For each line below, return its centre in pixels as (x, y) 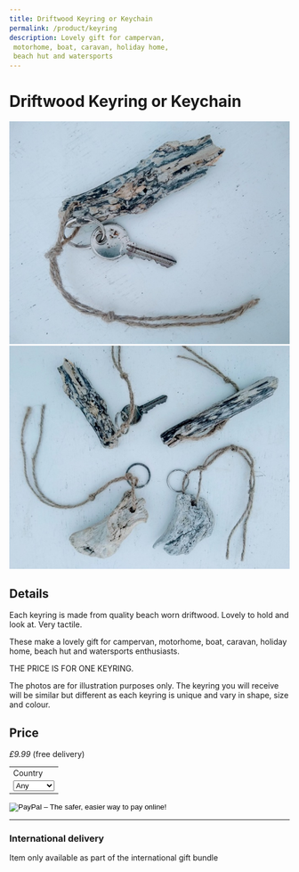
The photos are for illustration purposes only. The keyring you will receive (144, 686)
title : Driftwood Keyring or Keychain (81, 19)
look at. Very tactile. (46, 624)
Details (29, 594)
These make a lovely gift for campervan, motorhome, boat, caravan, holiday (148, 642)
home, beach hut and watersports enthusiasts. (95, 651)
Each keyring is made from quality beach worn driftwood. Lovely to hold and (149, 615)
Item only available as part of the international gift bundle (114, 857)
